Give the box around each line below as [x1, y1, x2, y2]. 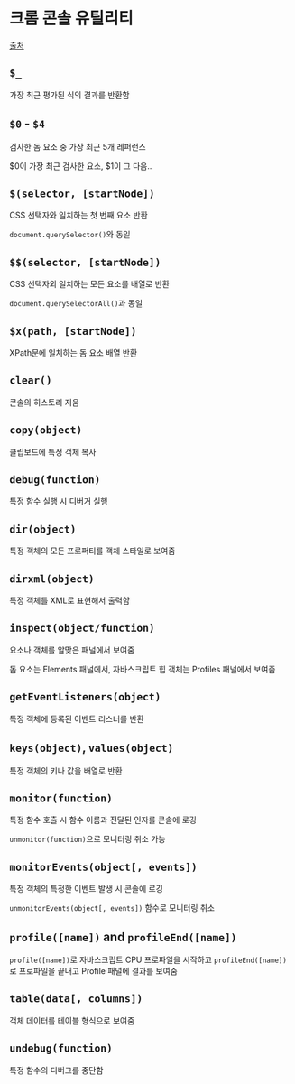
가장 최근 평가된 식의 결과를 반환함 [9, 89, 130, 100]
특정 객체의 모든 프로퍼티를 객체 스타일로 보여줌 [9, 545, 176, 556]
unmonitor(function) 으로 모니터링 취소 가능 [9, 834, 166, 845]
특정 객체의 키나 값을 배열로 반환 [9, 764, 124, 776]
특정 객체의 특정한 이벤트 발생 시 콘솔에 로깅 [9, 884, 164, 894]
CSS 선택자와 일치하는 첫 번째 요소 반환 [9, 209, 149, 221]
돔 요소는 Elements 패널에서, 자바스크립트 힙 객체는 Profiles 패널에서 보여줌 [9, 663, 276, 674]
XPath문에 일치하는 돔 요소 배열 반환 [9, 347, 138, 357]
